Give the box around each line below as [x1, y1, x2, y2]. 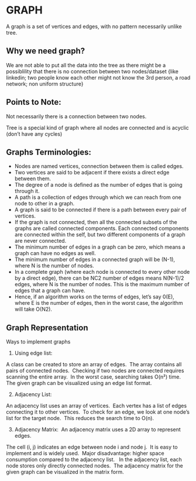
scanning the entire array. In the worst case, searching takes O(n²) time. [6, 373, 181, 380]
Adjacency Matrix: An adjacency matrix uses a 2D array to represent [14, 426, 181, 433]
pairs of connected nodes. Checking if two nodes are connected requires [6, 367, 184, 375]
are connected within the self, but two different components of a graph [14, 231, 185, 238]
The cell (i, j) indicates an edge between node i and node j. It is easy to [6, 444, 178, 451]
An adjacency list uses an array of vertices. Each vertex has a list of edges [6, 402, 187, 410]
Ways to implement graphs [6, 338, 71, 345]
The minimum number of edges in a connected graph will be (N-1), [14, 256, 176, 263]
